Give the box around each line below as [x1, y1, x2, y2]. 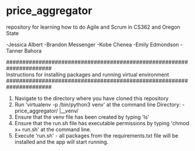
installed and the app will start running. [14, 138, 109, 145]
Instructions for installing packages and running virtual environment [6, 71, 169, 78]
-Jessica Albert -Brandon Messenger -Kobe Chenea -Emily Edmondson [6, 41, 179, 48]
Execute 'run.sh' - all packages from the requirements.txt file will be [14, 132, 179, 139]
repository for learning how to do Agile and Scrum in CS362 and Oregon [6, 23, 180, 30]
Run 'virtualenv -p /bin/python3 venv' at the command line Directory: [14, 101, 181, 108]
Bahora [24, 47, 42, 54]
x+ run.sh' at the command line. [14, 126, 92, 133]
